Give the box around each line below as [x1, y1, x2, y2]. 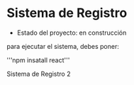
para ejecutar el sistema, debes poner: [6, 42, 120, 50]
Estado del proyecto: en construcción [16, 28, 127, 37]
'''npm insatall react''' [6, 55, 70, 64]
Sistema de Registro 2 [6, 69, 71, 78]
